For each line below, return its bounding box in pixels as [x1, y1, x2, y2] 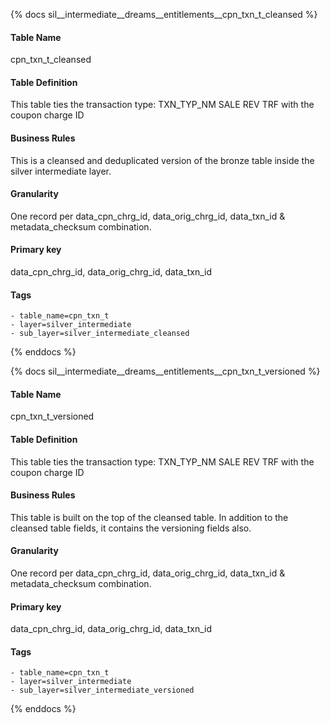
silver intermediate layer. [10, 165, 112, 177]
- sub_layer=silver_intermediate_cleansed [10, 329, 190, 339]
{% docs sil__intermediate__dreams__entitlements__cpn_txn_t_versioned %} [10, 365, 321, 378]
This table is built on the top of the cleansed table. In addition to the [10, 511, 289, 523]
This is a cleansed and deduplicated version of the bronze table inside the [10, 154, 315, 166]
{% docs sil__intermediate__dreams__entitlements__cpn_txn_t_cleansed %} [10, 9, 318, 20]
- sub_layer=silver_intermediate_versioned [10, 685, 195, 696]
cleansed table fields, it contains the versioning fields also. [10, 522, 252, 534]
